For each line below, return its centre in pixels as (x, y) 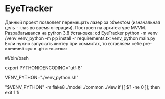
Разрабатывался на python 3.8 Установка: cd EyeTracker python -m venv (81, 33)
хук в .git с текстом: (46, 49)
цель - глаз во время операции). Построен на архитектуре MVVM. (76, 27)
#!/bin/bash (17, 58)
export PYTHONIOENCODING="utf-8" (44, 68)
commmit (15, 49)
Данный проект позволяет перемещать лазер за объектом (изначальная (82, 22)
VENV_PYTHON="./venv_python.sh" (42, 77)
